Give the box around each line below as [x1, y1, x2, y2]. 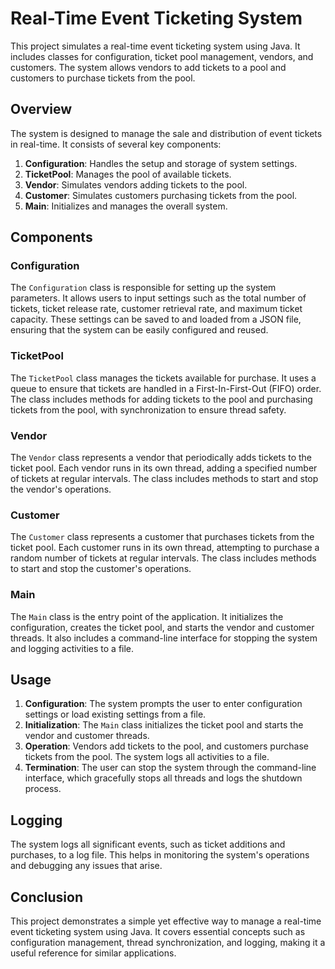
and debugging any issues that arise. [10, 860, 163, 872]
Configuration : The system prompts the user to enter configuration [24, 698, 303, 710]
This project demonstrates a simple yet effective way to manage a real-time [10, 915, 322, 927]
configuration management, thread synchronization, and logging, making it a [10, 937, 326, 949]
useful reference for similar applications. [10, 947, 177, 959]
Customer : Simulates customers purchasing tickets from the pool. [24, 189, 298, 201]
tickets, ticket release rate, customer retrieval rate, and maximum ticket [10, 303, 303, 315]
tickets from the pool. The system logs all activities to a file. [24, 751, 270, 763]
